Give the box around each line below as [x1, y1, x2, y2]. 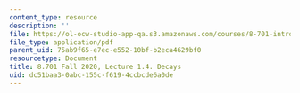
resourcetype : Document [9, 54, 98, 63]
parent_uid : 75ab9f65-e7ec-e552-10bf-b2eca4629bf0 [9, 46, 202, 55]
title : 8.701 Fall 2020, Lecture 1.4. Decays [9, 63, 181, 72]
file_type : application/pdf [9, 37, 114, 47]
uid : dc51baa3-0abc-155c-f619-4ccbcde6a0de [9, 71, 174, 80]
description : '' [9, 21, 70, 30]
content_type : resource [9, 12, 98, 22]
